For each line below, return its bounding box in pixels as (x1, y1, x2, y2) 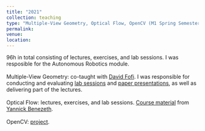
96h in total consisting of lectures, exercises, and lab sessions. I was (6, 54, 179, 61)
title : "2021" (6, 8, 43, 15)
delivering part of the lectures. (6, 86, 82, 93)
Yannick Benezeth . (6, 106, 54, 112)
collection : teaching (6, 15, 62, 21)
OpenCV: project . (6, 118, 50, 125)
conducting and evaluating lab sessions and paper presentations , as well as (6, 79, 197, 87)
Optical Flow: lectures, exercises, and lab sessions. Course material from (6, 99, 189, 106)
